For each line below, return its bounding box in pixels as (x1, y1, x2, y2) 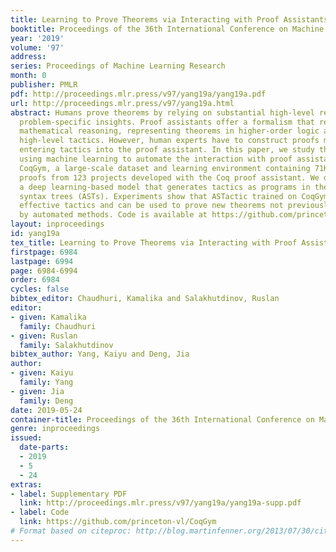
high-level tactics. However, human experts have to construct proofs (19, 136, 320, 146)
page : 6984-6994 (10, 266, 78, 276)
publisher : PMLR (10, 80, 78, 90)
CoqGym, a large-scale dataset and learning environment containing (19, 163, 311, 173)
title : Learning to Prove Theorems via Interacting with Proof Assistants (10, 14, 329, 25)
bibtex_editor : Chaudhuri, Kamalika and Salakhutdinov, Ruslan (10, 294, 280, 304)
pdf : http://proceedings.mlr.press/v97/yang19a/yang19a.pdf (10, 89, 267, 99)
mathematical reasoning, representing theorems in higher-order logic (19, 126, 320, 136)
